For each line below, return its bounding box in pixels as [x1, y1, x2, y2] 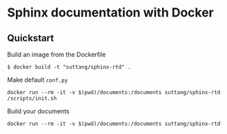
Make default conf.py [7, 76, 68, 84]
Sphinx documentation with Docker [7, 5, 214, 21]
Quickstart [7, 32, 55, 44]
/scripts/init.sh [7, 95, 57, 102]
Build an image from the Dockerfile [7, 50, 106, 58]
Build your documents [7, 107, 70, 115]
